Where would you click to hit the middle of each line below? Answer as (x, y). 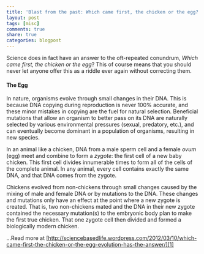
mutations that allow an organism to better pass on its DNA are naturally (97, 118)
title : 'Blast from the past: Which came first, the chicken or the (96, 12)
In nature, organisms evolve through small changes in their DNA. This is (96, 99)
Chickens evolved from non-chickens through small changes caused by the (102, 187)
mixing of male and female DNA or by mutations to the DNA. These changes (102, 194)
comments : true (26, 29)
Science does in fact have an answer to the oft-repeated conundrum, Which (102, 58)
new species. (23, 138)
